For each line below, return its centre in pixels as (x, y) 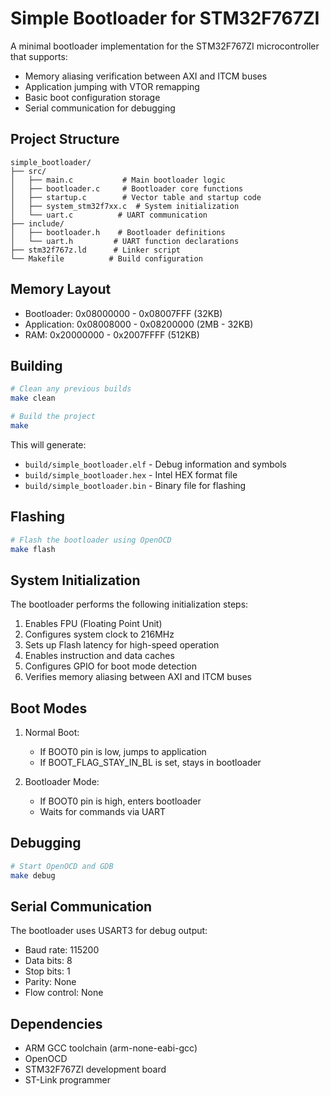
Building (36, 365)
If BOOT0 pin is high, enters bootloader (120, 801)
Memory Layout (61, 289)
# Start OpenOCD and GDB (62, 866)
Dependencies (56, 1023)
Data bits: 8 (48, 961)
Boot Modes (49, 708)
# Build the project (53, 417)
